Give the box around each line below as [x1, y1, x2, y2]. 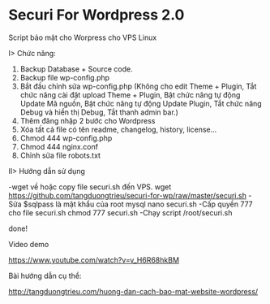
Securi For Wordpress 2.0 [8, 6, 185, 24]
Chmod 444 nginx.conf [19, 141, 99, 151]
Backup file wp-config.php [19, 72, 110, 82]
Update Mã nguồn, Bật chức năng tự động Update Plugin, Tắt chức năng [19, 98, 262, 108]
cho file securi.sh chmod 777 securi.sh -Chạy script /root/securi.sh [8, 207, 233, 217]
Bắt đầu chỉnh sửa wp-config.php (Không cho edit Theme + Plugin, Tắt [19, 81, 257, 91]
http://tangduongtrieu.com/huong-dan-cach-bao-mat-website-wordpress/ [8, 286, 259, 296]
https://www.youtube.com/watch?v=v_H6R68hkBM [8, 254, 180, 265]
